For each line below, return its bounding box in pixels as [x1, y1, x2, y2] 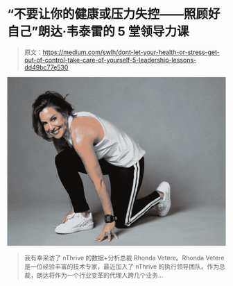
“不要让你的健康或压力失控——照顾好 [7, 6, 221, 22]
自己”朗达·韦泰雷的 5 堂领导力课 [7, 24, 189, 40]
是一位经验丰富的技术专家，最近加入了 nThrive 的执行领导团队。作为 [24, 262, 220, 271]
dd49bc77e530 [24, 63, 69, 71]
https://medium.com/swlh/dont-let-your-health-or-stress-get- [42, 48, 221, 56]
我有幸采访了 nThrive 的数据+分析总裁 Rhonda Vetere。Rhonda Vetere [24, 254, 225, 262]
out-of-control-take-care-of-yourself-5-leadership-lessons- [24, 56, 196, 64]
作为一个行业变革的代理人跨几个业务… [54, 271, 164, 280]
